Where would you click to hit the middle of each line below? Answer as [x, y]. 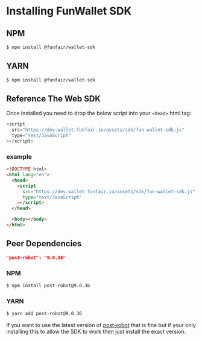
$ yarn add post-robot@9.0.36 [44, 314]
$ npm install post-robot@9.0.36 [48, 285]
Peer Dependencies [44, 244]
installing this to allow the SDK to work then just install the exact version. [96, 331]
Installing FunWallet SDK [69, 11]
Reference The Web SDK [53, 99]
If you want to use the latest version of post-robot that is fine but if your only [101, 325]
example [19, 156]
